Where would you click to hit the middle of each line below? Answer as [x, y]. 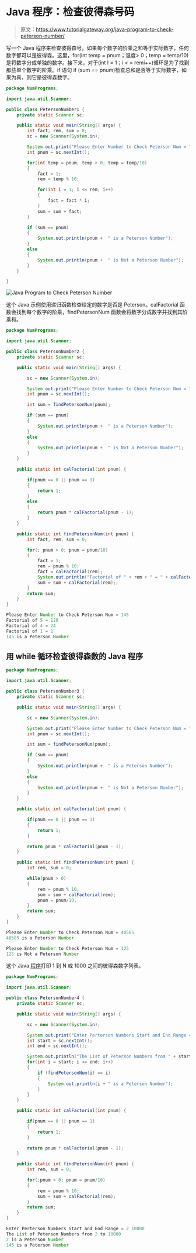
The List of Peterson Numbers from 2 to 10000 [64, 1234]
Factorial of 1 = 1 [30, 631]
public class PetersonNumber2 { [45, 352]
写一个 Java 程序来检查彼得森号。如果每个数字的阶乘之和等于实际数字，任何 [98, 48]
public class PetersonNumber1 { [45, 109]
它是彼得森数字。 [52, 77]
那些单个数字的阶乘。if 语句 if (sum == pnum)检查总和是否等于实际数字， [94, 70]
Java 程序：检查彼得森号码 [70, 12]
